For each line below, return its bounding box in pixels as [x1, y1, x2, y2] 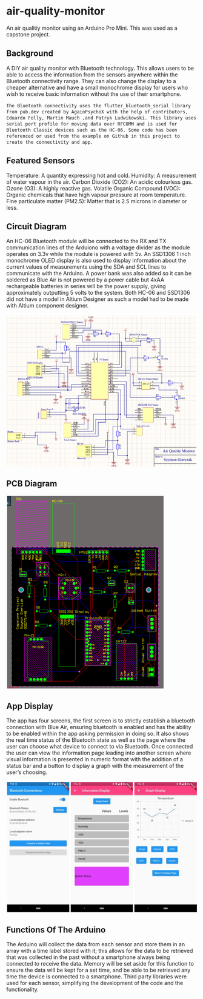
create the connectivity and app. [6, 139, 94, 145]
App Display [6, 701, 53, 711]
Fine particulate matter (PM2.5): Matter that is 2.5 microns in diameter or [6, 197, 187, 204]
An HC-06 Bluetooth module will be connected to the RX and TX [6, 238, 167, 245]
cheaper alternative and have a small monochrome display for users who [6, 84, 188, 91]
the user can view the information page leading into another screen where [6, 749, 191, 756]
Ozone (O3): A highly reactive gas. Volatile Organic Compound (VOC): [6, 184, 181, 192]
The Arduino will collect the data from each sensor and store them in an [6, 941, 185, 948]
